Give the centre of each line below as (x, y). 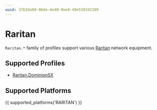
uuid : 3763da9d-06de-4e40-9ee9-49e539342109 (52, 10)
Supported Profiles (35, 63)
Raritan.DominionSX (33, 75)
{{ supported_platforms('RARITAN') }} (43, 103)
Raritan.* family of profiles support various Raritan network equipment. (79, 48)
